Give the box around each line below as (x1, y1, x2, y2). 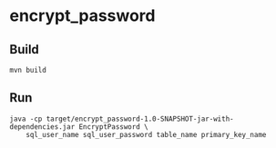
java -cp (9, 114, 43, 123)
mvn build (9, 65, 47, 74)
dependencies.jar (9, 122, 76, 132)
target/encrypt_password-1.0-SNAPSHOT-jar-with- (46, 114, 234, 123)
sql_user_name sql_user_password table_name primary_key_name (26, 130, 267, 139)
